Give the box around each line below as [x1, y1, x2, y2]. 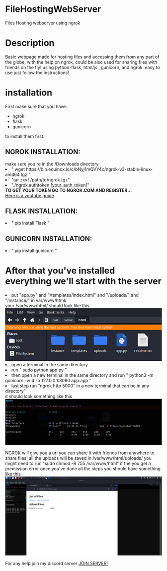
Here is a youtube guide [5, 192, 55, 198]
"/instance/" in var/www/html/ [5, 297, 67, 304]
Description [5, 37, 55, 49]
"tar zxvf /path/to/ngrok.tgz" [11, 176, 70, 182]
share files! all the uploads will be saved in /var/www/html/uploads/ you [5, 455, 152, 461]
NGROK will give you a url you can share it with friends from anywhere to [5, 450, 155, 456]
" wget [11, 166, 25, 172]
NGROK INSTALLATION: [5, 148, 81, 156]
